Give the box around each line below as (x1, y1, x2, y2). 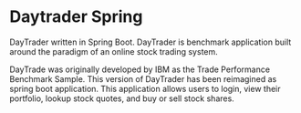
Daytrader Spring (9, 6, 143, 27)
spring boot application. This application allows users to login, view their (9, 83, 281, 94)
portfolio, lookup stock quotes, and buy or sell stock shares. (9, 93, 234, 104)
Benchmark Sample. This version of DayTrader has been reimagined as (9, 73, 277, 84)
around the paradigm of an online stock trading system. (9, 46, 219, 56)
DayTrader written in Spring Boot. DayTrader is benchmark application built (9, 36, 292, 47)
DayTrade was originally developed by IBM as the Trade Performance (9, 64, 271, 75)
